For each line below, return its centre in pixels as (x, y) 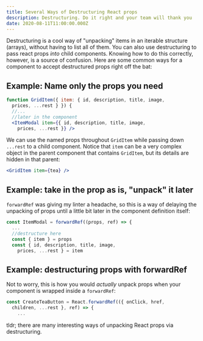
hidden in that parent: (33, 159)
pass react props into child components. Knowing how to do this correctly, (100, 54)
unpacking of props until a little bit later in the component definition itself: (98, 211)
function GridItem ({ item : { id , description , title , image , (86, 100)
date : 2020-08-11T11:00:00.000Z (47, 23)
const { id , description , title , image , (64, 245)
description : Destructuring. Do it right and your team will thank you (99, 18)
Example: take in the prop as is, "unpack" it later (100, 190)
